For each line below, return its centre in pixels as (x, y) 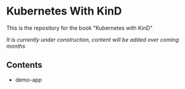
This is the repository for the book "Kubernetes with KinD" (79, 28)
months (16, 46)
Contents (24, 65)
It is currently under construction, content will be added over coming (92, 39)
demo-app (28, 79)
